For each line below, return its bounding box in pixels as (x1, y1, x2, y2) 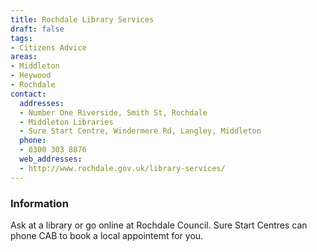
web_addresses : (19, 154, 83, 164)
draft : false (10, 24, 65, 34)
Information (10, 196, 69, 210)
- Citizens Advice (10, 42, 87, 53)
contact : (10, 89, 47, 99)
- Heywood (10, 71, 52, 81)
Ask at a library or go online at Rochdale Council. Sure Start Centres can (10, 219, 308, 231)
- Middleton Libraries (19, 117, 114, 127)
